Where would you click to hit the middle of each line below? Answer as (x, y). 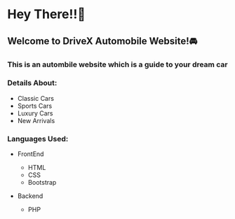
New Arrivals (36, 120)
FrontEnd (31, 154)
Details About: (32, 83)
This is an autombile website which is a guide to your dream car (117, 64)
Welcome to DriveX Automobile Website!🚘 (102, 41)
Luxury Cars (35, 113)
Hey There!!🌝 (47, 14)
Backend (30, 196)
